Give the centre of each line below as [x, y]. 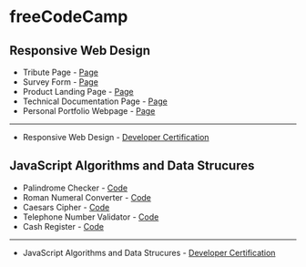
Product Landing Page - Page [78, 92]
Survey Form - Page [60, 82]
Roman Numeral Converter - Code [87, 197]
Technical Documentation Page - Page [95, 101]
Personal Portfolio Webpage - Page [89, 111]
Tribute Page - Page [60, 72]
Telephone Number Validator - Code [91, 217]
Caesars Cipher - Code [66, 207]
